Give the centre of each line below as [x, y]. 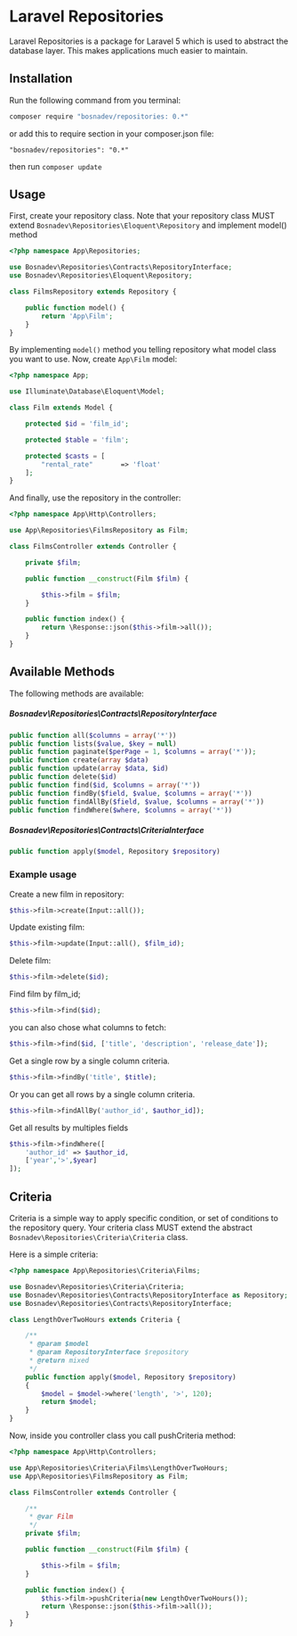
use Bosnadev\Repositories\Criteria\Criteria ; [97, 1286]
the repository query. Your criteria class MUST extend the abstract [131, 1227]
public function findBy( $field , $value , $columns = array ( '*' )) [131, 793]
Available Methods [62, 672]
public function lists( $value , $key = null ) [93, 744]
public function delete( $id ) [63, 777]
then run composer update [56, 166]
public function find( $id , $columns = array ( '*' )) [105, 785]
